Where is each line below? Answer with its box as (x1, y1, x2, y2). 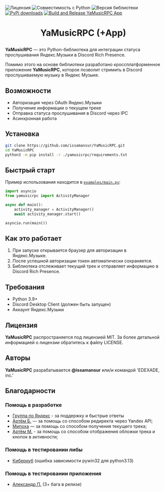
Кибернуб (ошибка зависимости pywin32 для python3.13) (12, 457, 134, 464)
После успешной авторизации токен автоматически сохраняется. (12, 258, 153, 264)
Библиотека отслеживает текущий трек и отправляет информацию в (12, 263, 159, 269)
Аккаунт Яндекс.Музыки (12, 307, 64, 313)
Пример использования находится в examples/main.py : (5, 179, 120, 185)
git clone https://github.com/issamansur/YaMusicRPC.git (5, 143, 125, 148)
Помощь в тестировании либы (5, 446, 83, 453)
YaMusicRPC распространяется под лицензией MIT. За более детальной (5, 334, 160, 340)
